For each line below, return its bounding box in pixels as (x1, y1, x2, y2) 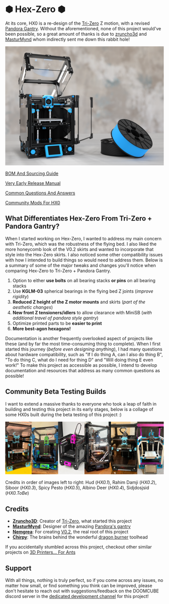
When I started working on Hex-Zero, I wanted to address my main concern (5, 235, 162, 241)
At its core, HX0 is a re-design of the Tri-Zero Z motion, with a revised (5, 20, 150, 26)
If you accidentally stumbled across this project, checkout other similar (5, 544, 152, 550)
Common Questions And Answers (5, 190, 75, 196)
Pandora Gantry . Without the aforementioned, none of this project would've (5, 25, 161, 31)
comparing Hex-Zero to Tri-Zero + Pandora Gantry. (5, 267, 112, 274)
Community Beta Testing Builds (5, 387, 107, 396)
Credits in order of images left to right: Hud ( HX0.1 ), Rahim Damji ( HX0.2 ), (5, 480, 157, 486)
